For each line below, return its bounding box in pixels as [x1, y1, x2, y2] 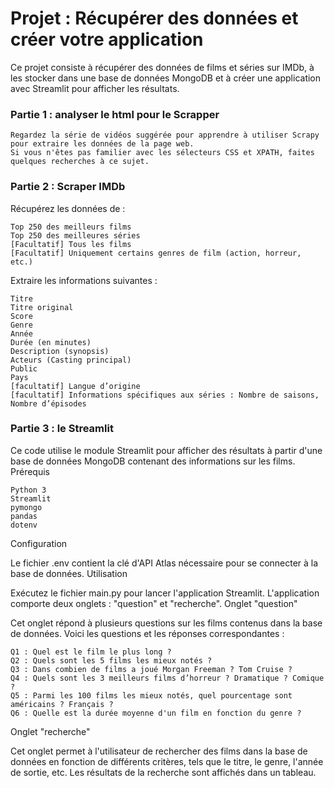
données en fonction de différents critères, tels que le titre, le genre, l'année [10, 755, 324, 767]
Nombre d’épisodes [10, 398, 87, 409]
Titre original [10, 302, 74, 312]
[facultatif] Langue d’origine [10, 381, 141, 391]
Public [10, 363, 38, 374]
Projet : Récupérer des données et [10, 7, 299, 30]
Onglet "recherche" [10, 725, 91, 737]
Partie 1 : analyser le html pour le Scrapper [10, 107, 220, 121]
